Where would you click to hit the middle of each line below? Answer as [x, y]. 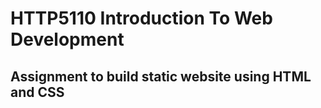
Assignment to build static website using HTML [161, 76]
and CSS [37, 92]
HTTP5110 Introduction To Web [141, 18]
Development [67, 39]
